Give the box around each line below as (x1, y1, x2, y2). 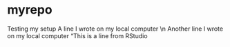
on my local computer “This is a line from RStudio (7, 31, 148, 40)
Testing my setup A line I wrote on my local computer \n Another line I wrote (7, 25, 223, 33)
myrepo (7, 2, 53, 18)
